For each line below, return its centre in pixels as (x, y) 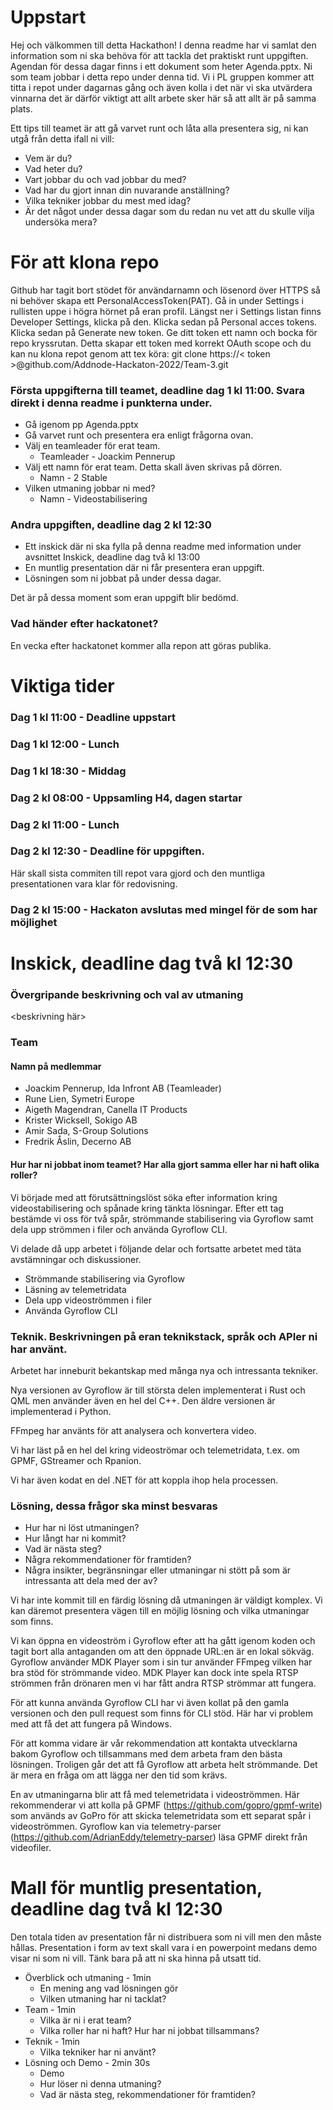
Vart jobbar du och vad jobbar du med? (105, 179)
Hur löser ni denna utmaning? (100, 2084)
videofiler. (31, 1848)
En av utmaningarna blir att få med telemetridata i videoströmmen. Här (155, 1795)
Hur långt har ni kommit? (75, 1538)
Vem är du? (48, 158)
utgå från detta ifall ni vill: (62, 138)
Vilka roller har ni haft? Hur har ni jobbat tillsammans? (149, 2031)
